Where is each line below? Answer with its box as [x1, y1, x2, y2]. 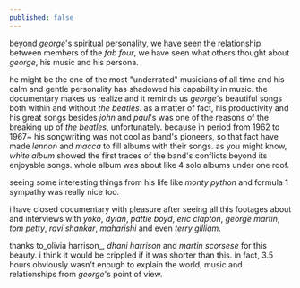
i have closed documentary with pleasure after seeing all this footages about [9, 203, 292, 215]
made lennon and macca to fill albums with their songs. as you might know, [9, 140, 287, 151]
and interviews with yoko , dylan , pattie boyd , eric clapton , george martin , [9, 213, 280, 224]
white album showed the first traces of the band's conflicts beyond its [9, 149, 268, 161]
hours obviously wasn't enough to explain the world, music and [9, 258, 244, 269]
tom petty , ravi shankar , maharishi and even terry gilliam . [9, 223, 221, 233]
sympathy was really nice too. [9, 186, 120, 197]
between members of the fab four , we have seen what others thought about [9, 47, 290, 58]
